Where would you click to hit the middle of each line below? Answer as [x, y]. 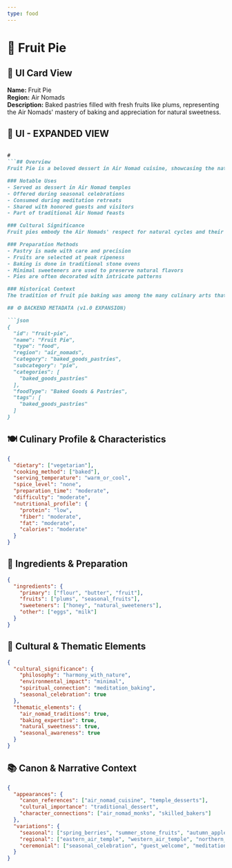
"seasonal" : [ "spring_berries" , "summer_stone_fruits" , [102, 833]
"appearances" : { [38, 794]
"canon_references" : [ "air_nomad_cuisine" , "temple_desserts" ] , [114, 801]
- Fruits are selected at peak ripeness [66, 257]
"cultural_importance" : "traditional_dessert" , [89, 807]
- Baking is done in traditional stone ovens [74, 264]
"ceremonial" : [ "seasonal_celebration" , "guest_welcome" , [105, 846]
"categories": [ [37, 372]
